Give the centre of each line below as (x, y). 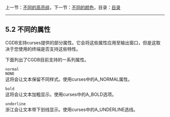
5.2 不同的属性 (28, 30)
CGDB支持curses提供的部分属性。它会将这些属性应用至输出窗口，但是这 (81, 42)
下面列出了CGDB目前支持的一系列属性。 (47, 60)
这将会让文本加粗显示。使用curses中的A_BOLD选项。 (61, 94)
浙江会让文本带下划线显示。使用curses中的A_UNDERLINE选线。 (72, 109)
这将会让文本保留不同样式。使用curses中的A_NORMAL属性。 (69, 79)
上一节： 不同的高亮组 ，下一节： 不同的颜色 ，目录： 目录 (63, 7)
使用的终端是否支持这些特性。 (50, 49)
